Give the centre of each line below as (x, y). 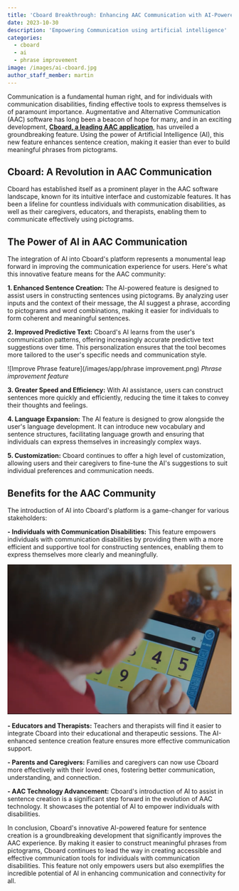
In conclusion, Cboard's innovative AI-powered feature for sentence (107, 828)
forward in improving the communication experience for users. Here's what (117, 267)
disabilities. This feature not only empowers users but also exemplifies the (116, 865)
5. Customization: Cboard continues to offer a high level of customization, (116, 456)
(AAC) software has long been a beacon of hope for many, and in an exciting (119, 119)
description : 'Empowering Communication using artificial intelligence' (117, 30)
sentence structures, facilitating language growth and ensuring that (106, 434)
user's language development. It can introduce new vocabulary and (106, 427)
